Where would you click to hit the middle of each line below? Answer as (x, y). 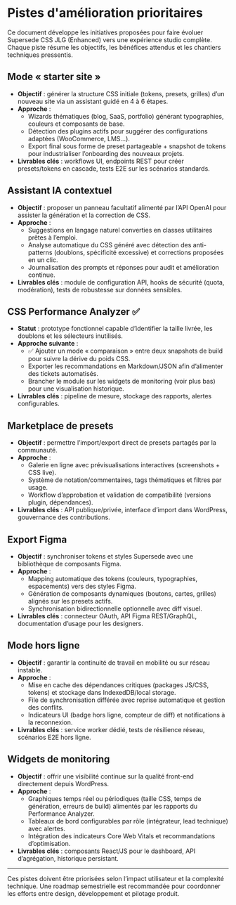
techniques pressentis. (40, 55)
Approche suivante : (48, 344)
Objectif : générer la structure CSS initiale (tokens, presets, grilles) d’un (121, 93)
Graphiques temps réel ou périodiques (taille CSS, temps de (114, 798)
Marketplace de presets (60, 425)
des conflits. (46, 707)
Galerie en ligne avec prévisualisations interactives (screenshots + (124, 465)
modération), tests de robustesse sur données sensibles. (100, 289)
